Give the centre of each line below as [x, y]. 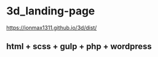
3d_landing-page [51, 11]
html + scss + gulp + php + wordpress [79, 46]
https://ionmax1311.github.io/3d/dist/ [51, 28]
